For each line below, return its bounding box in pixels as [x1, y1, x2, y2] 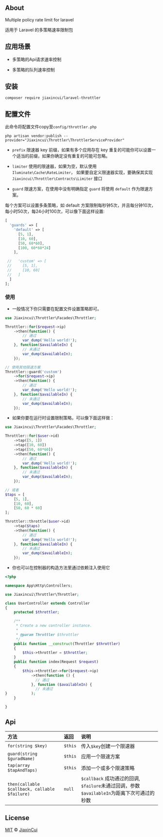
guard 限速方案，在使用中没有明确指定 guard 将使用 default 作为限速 [12, 186, 149, 192]
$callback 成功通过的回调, [81, 775, 141, 781]
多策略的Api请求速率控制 [12, 56, 62, 62]
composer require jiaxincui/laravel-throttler [5, 95, 101, 100]
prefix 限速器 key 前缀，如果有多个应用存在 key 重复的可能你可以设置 [12, 147, 152, 153]
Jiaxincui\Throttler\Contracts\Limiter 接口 [12, 175, 103, 182]
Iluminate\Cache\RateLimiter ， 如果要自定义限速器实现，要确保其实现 [12, 170, 153, 175]
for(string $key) [7, 743, 48, 748]
